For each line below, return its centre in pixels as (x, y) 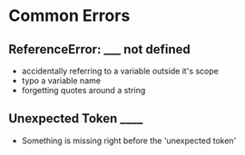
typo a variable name (61, 81)
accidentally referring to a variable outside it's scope (120, 71)
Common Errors (69, 16)
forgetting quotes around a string (83, 90)
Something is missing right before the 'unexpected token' (129, 140)
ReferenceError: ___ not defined (100, 49)
